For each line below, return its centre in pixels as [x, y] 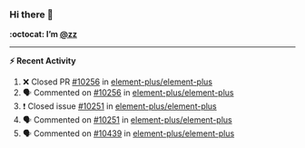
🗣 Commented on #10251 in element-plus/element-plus [128, 120]
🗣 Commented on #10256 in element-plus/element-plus [128, 93]
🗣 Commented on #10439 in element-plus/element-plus [128, 133]
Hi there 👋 [32, 15]
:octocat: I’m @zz [43, 35]
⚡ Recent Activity [43, 61]
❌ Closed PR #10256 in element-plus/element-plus [118, 82]
